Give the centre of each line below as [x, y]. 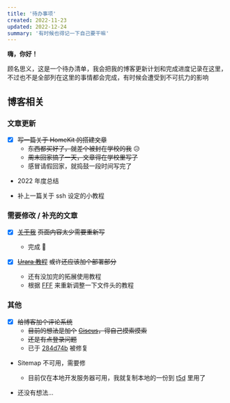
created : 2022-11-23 [37, 20]
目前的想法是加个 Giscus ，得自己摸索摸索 [87, 330]
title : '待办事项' [32, 14]
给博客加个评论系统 [45, 321]
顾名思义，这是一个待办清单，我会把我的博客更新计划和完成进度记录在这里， [117, 69]
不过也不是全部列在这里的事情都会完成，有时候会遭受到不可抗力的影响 [108, 78]
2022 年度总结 [38, 181]
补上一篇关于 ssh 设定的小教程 [61, 196]
